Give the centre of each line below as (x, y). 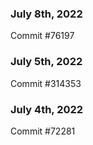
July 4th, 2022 (47, 109)
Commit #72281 (43, 131)
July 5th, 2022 (46, 62)
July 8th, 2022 (46, 14)
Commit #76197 (42, 36)
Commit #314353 (46, 83)
